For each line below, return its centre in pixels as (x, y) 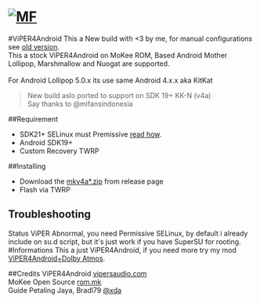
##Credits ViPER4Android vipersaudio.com (78, 273)
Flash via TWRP (45, 189)
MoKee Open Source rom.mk (55, 282)
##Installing (27, 166)
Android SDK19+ (46, 142)
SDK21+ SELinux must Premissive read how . (90, 134)
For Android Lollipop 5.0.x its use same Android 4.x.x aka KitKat (110, 80)
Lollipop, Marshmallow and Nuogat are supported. (89, 64)
